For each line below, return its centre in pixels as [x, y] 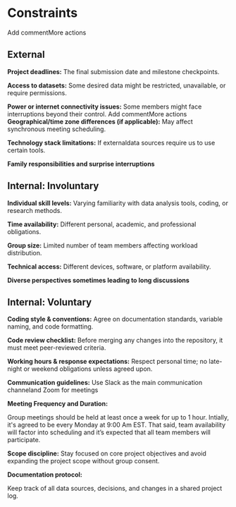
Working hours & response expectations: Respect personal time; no [107, 362]
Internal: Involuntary [53, 186]
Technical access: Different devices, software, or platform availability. [109, 267]
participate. [24, 440]
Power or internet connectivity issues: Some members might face [105, 106]
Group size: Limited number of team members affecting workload [103, 245]
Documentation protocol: [45, 475]
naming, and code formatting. [50, 326]
